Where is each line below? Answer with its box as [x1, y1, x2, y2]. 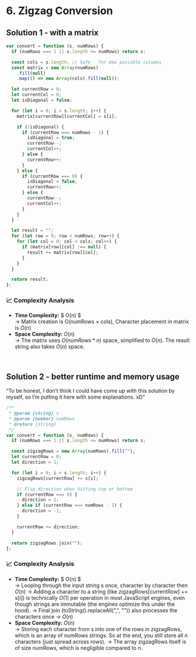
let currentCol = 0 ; [11, 92, 62, 98]
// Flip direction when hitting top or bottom [16, 486, 133, 492]
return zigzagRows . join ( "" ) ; [11, 540, 83, 546]
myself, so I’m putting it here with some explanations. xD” [6, 393, 145, 401]
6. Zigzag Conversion [6, 4, 114, 18]
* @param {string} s [8, 410, 59, 416]
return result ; [11, 277, 49, 283]
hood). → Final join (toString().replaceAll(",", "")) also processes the [14, 606, 178, 613]
